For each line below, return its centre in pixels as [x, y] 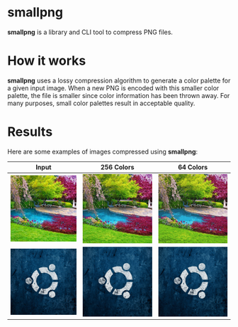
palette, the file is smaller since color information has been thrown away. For [119, 95]
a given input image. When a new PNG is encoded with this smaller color [113, 88]
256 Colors [117, 167]
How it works [47, 61]
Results [30, 132]
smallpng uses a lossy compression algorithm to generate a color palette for [119, 80]
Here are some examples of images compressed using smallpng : [103, 151]
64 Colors [193, 167]
